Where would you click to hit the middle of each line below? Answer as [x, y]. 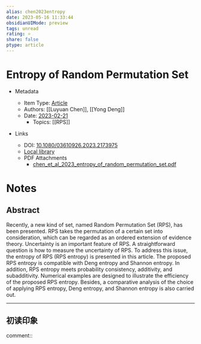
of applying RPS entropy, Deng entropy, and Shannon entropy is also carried [100, 288]
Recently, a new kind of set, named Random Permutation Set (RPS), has [95, 224]
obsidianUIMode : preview [37, 23]
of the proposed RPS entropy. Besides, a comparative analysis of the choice [100, 282]
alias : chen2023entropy [36, 12]
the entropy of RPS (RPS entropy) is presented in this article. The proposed [99, 256]
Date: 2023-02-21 [46, 115]
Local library [39, 151]
